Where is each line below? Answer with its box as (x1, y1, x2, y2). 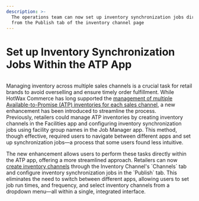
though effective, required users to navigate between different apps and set (6, 132, 191, 140)
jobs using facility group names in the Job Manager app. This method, (6, 127, 178, 134)
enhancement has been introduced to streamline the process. (6, 108, 157, 115)
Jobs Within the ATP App (6, 57, 132, 71)
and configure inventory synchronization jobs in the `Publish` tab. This (6, 169, 178, 176)
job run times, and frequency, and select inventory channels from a (6, 181, 170, 189)
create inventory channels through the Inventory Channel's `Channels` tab (6, 163, 187, 170)
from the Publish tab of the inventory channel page (11, 20, 145, 25)
